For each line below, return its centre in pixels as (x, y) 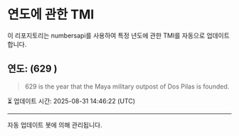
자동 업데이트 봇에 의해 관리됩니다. (55, 125)
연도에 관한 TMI (51, 15)
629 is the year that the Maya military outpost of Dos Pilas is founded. (127, 86)
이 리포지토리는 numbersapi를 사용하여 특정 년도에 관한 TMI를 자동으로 (106, 35)
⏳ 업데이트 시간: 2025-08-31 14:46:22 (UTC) (71, 101)
